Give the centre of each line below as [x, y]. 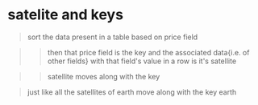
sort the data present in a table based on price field [112, 37]
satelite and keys [66, 15]
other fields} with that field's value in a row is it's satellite [142, 61]
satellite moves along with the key [104, 76]
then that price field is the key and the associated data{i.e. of [148, 52]
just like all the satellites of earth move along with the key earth [132, 92]
